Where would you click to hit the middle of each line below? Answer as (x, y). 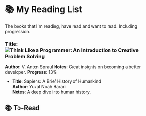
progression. (18, 31)
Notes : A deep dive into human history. (51, 92)
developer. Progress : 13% (31, 72)
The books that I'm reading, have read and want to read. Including (71, 26)
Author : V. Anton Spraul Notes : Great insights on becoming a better (73, 67)
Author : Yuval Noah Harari (39, 87)
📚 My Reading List (44, 10)
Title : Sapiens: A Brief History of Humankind (56, 81)
